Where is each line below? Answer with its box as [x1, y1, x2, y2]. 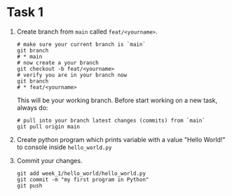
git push [16, 182, 43, 189]
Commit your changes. [16, 156, 83, 164]
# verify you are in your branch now [16, 71, 128, 78]
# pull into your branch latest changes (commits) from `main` [16, 117, 206, 124]
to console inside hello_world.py [16, 143, 112, 151]
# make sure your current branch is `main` [16, 41, 146, 48]
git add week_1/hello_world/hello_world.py [16, 169, 146, 177]
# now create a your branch [16, 59, 99, 66]
